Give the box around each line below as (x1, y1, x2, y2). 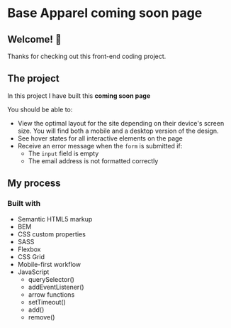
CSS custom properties (17, 229, 86, 239)
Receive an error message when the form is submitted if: (17, 141, 183, 150)
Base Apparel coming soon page (7, 5, 203, 21)
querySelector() (28, 275, 74, 283)
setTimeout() (28, 297, 66, 306)
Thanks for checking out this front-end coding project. (7, 52, 167, 60)
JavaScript (17, 268, 50, 276)
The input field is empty (28, 149, 99, 158)
